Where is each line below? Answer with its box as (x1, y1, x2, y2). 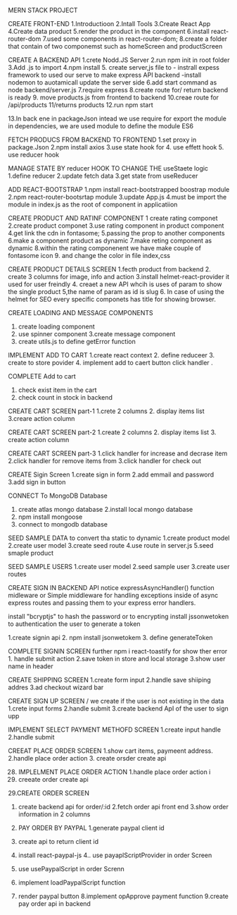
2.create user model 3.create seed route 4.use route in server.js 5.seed (8, 541, 214, 549)
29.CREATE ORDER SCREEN (8, 789, 90, 797)
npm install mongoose (18, 512, 83, 521)
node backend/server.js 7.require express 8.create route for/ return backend (8, 86, 229, 94)
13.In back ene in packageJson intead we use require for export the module (8, 114, 227, 123)
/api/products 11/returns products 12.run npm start (8, 101, 153, 109)
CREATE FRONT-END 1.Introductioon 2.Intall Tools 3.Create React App (8, 20, 211, 27)
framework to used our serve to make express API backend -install (8, 70, 202, 79)
